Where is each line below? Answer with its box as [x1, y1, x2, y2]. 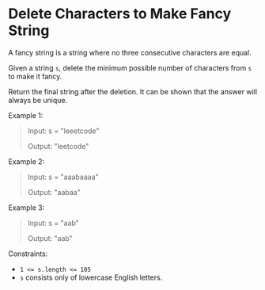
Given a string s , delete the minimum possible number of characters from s [8, 63, 252, 72]
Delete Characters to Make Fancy [8, 5, 232, 23]
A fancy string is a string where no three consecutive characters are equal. [8, 48, 252, 57]
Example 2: [8, 156, 45, 166]
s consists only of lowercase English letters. [19, 273, 163, 282]
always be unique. [8, 95, 68, 105]
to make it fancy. [8, 71, 62, 81]
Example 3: [8, 203, 45, 212]
